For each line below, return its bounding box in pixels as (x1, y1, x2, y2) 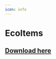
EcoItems (5, 27, 43, 38)
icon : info (5, 7, 27, 12)
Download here (5, 47, 51, 55)
